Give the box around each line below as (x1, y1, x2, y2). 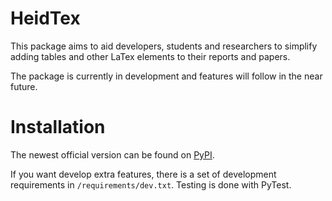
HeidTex (10, 7, 81, 30)
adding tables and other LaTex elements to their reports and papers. (10, 50, 291, 62)
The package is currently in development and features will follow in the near (10, 70, 323, 82)
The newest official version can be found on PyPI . (10, 148, 215, 161)
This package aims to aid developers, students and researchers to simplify (10, 40, 318, 52)
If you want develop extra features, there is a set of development (10, 168, 277, 180)
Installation (10, 116, 106, 139)
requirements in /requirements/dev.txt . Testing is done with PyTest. (10, 178, 292, 191)
